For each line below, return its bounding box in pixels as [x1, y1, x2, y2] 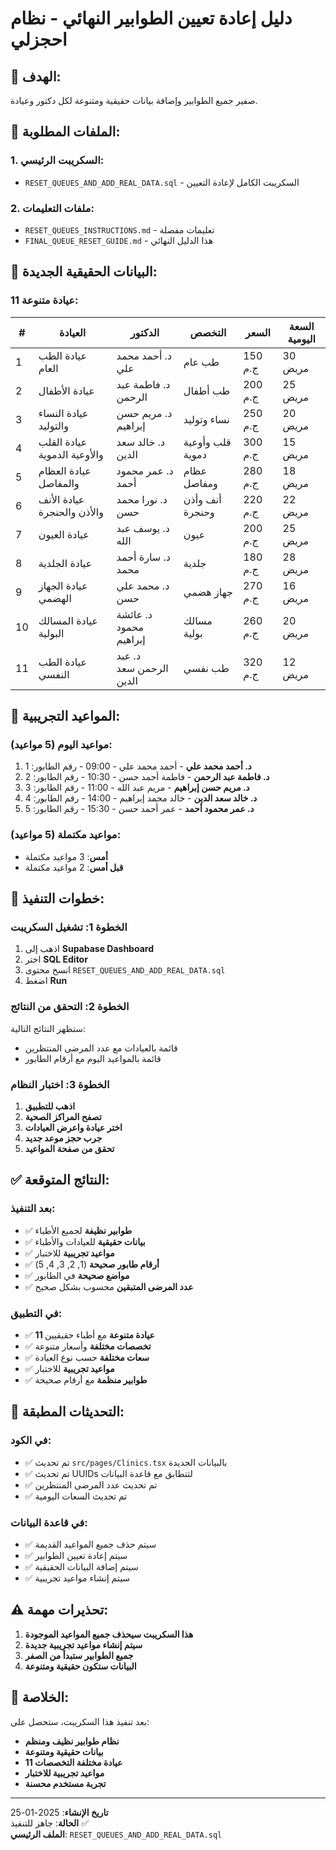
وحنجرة [183, 505, 215, 519]
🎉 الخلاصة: [10, 1689, 70, 1706]
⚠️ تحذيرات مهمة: [10, 1602, 109, 1619]
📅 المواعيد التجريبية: [10, 708, 121, 725]
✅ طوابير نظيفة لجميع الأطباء [24, 1224, 133, 1236]
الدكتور [130, 325, 160, 339]
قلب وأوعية [183, 435, 232, 449]
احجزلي [10, 28, 68, 51]
